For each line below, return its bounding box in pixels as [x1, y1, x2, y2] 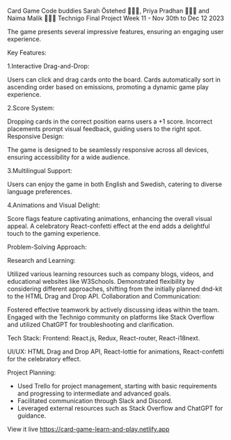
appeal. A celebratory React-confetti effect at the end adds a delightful [7, 222, 210, 230]
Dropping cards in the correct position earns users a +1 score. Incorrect [7, 117, 213, 126]
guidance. [17, 411, 47, 420]
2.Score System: [7, 104, 55, 112]
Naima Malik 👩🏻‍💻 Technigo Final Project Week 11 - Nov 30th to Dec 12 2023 [7, 14, 225, 22]
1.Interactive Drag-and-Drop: [7, 62, 90, 70]
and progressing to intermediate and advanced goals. [17, 389, 172, 397]
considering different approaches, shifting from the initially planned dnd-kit [7, 285, 223, 293]
